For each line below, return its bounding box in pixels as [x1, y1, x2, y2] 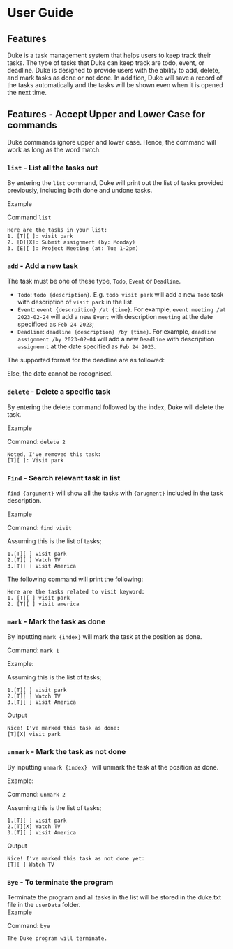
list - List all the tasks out [7, 163, 98, 172]
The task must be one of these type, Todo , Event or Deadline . [7, 277, 181, 286]
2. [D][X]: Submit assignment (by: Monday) [7, 239, 136, 246]
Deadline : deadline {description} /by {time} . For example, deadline [17, 328, 217, 336]
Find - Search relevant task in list [7, 473, 121, 483]
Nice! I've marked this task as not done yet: [7, 855, 145, 862]
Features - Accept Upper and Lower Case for [7, 108, 206, 120]
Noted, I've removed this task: [7, 450, 101, 458]
